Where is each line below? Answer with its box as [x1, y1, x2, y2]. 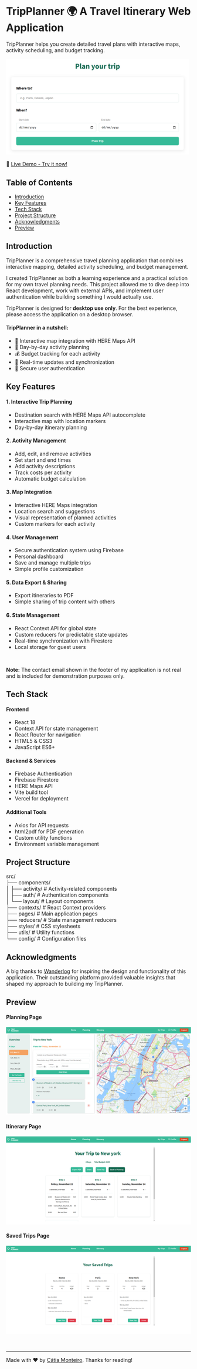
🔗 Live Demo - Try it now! [6, 161, 67, 168]
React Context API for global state [14, 624, 97, 631]
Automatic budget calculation [14, 475, 86, 482]
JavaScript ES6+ [14, 743, 56, 751]
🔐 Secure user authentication [14, 364, 85, 371]
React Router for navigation [14, 731, 81, 738]
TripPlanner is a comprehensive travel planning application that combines [6, 256, 184, 264]
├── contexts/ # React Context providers [6, 904, 106, 911]
